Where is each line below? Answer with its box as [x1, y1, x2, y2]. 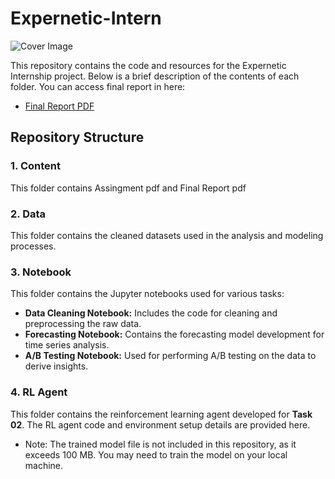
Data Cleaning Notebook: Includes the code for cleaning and [24, 307, 278, 319]
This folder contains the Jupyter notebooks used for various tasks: [10, 288, 285, 300]
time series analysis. [24, 339, 110, 351]
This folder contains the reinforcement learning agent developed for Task [10, 408, 313, 420]
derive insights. [24, 360, 89, 372]
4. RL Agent [10, 385, 68, 399]
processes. [10, 240, 57, 252]
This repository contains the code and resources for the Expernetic [10, 59, 287, 71]
